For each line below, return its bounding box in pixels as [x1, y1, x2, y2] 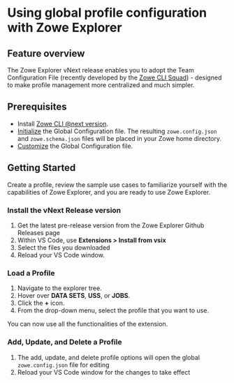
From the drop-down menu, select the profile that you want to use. [17, 306, 210, 315]
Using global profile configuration [7, 5, 207, 21]
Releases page [17, 228, 61, 236]
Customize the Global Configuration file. [17, 142, 133, 150]
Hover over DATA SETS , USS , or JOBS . [17, 292, 131, 300]
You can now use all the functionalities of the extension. [7, 320, 168, 329]
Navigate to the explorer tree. [17, 284, 103, 292]
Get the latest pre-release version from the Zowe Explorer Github [17, 221, 205, 230]
